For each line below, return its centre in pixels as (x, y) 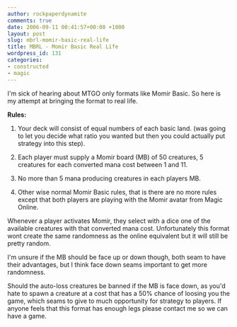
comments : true (30, 21)
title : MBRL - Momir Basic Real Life (63, 47)
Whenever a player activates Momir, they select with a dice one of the (109, 221)
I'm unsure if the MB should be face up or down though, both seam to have (117, 257)
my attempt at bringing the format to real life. (73, 101)
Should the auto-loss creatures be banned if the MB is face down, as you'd (117, 286)
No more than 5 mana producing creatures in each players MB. (109, 178)
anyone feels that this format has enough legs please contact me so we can (118, 308)
